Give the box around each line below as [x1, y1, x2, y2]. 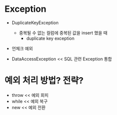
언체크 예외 [11, 45, 33, 51]
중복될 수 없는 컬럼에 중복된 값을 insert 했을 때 [19, 29, 108, 35]
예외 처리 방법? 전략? [4, 75, 84, 86]
